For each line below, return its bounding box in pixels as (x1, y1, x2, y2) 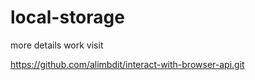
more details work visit (10, 39, 104, 51)
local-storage (10, 6, 125, 29)
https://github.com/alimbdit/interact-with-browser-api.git (10, 58, 245, 70)
